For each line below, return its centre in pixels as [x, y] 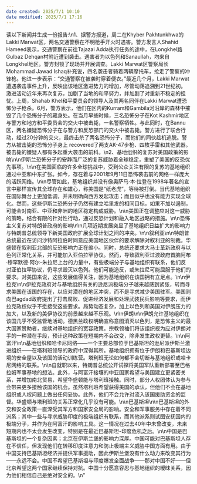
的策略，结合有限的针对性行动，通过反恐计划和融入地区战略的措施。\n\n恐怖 [98, 218]
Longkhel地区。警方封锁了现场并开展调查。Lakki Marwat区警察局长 [87, 64]
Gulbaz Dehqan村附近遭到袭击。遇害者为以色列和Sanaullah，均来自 [88, 56]
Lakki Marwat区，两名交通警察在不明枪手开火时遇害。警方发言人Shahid [92, 42]
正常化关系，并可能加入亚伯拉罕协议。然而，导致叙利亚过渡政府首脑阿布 [103, 255]
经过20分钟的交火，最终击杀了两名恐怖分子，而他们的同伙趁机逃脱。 [99, 137]
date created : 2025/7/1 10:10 [43, 11]
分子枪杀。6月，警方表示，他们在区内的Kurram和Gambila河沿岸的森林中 [98, 108]
